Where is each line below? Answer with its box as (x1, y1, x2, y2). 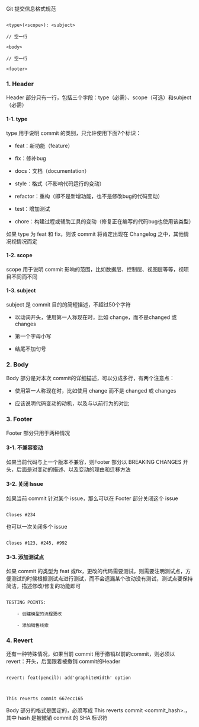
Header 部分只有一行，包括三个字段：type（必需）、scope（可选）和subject (6, 94, 191, 101)
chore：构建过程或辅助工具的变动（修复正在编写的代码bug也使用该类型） (14, 217, 194, 225)
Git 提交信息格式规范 (6, 5, 56, 12)
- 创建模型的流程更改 (17, 611, 62, 617)
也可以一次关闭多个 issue (6, 523, 68, 530)
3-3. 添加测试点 (6, 553, 44, 560)
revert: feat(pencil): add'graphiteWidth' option (6, 675, 131, 681)
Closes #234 (6, 511, 36, 518)
